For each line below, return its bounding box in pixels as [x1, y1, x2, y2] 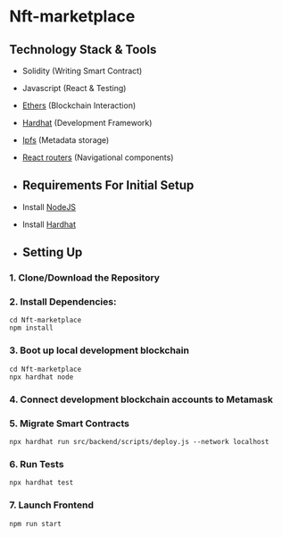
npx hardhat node [9, 373, 74, 382]
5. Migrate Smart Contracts [9, 417, 129, 430]
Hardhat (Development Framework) [21, 118, 153, 128]
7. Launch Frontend [9, 499, 94, 511]
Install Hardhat [21, 219, 77, 230]
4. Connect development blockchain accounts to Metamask [9, 393, 274, 406]
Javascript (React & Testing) [21, 83, 127, 93]
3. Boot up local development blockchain [9, 344, 190, 357]
